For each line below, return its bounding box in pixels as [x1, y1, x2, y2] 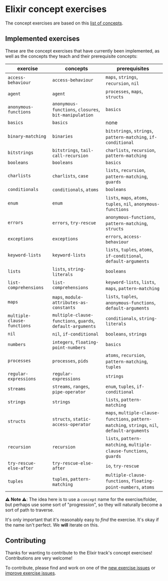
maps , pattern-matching [105, 284, 160, 291]
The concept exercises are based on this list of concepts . [5, 20, 123, 26]
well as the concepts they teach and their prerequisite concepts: [5, 53, 137, 59]
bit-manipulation [52, 112, 93, 118]
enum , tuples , [105, 382, 135, 389]
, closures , [75, 106, 100, 113]
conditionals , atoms [52, 186, 99, 193]
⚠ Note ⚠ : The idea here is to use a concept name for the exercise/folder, [5, 496, 157, 502]
